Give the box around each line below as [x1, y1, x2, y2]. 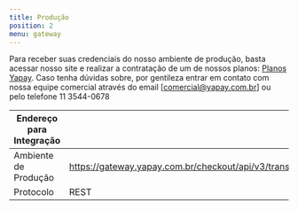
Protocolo [13, 186, 55, 198]
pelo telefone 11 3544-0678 [9, 91, 110, 102]
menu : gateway [9, 29, 62, 38]
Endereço [16, 113, 59, 125]
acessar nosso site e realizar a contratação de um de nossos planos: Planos [9, 63, 286, 74]
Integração [13, 135, 61, 147]
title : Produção [9, 12, 69, 22]
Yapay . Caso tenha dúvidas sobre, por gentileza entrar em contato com [9, 73, 270, 83]
